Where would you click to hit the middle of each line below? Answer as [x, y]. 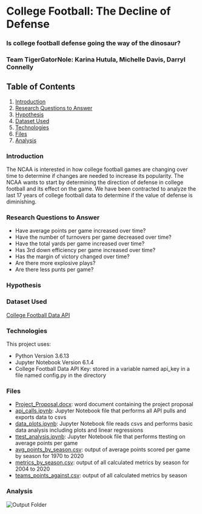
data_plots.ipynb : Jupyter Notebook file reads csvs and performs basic [104, 424]
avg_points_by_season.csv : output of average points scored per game [103, 449]
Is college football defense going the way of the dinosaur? [93, 43]
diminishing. [22, 202]
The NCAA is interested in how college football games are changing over [97, 169]
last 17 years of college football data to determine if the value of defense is [99, 195]
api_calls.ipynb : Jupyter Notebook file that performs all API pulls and [100, 411]
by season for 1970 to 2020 [49, 456]
